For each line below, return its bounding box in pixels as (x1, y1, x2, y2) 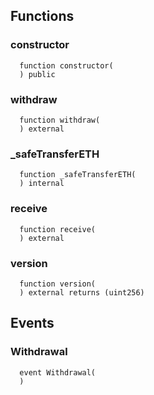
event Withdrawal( (19, 367, 97, 378)
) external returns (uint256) (19, 287, 145, 298)
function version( (19, 279, 97, 289)
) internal (19, 179, 65, 189)
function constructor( (19, 60, 114, 71)
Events (10, 315, 55, 332)
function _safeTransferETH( (19, 170, 137, 180)
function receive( (19, 224, 97, 234)
